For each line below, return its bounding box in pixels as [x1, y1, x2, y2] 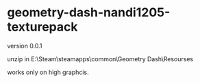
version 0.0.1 [7, 41, 42, 50]
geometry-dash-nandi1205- [7, 5, 171, 20]
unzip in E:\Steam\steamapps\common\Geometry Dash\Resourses [7, 54, 194, 63]
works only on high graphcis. [7, 68, 89, 76]
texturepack [7, 19, 78, 35]
